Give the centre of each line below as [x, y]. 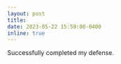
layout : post [26, 14]
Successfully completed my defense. [60, 53]
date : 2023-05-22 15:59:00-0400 [54, 26]
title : [17, 20]
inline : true [26, 33]
